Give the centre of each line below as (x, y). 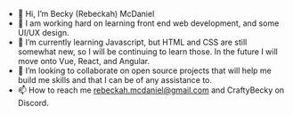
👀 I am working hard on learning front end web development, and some (148, 23)
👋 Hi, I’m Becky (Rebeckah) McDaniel (86, 14)
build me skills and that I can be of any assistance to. (114, 80)
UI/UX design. (43, 33)
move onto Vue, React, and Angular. (84, 61)
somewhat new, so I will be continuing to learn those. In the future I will (147, 52)
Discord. (33, 103)
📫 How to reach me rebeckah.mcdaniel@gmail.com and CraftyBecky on (151, 90)
